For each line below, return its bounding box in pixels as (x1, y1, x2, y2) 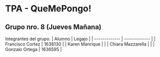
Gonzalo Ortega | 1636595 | (5, 47, 62, 52)
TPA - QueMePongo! (5, 3, 92, 14)
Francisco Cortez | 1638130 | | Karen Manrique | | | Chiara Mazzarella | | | (5, 41, 155, 47)
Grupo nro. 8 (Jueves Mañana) (5, 23, 102, 31)
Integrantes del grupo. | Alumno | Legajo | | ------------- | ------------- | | (5, 36, 156, 42)
